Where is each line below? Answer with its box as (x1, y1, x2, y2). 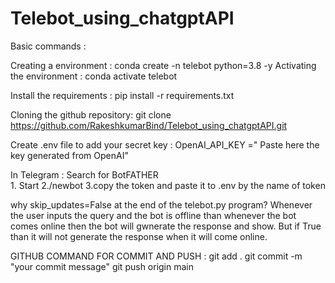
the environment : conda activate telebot (10, 70, 178, 82)
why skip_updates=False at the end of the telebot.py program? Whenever (10, 198, 313, 211)
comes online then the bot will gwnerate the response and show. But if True (10, 220, 322, 232)
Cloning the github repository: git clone (10, 108, 172, 121)
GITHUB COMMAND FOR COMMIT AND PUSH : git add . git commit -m (10, 250, 303, 262)
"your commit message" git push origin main (10, 260, 195, 272)
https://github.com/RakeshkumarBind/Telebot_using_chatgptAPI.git (10, 119, 288, 131)
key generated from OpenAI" (10, 149, 129, 161)
